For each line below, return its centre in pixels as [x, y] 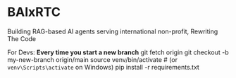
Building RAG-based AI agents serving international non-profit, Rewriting [113, 31]
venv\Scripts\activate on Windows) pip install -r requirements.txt [103, 67]
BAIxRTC [34, 12]
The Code [22, 38]
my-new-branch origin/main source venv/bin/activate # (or [93, 59]
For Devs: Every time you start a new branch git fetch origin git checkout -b [118, 52]
